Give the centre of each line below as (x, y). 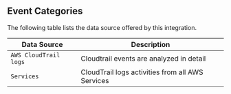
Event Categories (45, 11)
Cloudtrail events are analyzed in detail (143, 59)
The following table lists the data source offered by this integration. (102, 27)
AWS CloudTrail (35, 55)
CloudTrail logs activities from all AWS (142, 72)
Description (151, 44)
